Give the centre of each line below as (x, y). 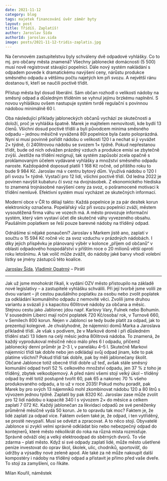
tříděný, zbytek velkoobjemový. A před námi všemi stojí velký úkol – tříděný (82, 373)
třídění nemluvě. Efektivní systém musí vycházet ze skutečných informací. (81, 192)
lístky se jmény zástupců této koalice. (43, 259)
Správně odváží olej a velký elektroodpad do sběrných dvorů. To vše (75, 437)
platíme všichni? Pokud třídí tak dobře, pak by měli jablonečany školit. (76, 357)
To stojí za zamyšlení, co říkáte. (37, 463)
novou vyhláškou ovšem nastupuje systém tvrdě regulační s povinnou (77, 103)
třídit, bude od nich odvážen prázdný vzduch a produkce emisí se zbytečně (83, 150)
